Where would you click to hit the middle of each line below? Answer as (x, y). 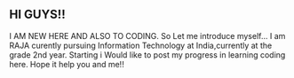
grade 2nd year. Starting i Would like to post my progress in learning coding (147, 55)
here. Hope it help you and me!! (67, 64)
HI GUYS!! (37, 15)
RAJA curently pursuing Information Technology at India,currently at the (141, 45)
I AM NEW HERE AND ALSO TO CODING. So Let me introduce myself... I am (147, 35)
